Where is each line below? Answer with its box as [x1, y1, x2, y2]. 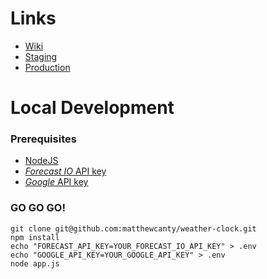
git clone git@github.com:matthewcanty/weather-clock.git [10, 223, 257, 234]
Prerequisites [10, 132, 77, 146]
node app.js [10, 258, 60, 269]
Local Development [10, 97, 175, 119]
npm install [10, 232, 60, 242]
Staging [24, 50, 58, 62]
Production [24, 61, 71, 73]
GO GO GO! [10, 201, 66, 215]
